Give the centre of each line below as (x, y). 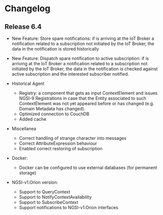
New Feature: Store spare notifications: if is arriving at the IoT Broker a (83, 38)
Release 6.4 (23, 27)
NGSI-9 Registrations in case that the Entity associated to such (83, 98)
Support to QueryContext (45, 192)
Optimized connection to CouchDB (54, 114)
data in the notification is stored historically (55, 49)
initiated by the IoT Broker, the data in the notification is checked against (85, 69)
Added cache (33, 119)
